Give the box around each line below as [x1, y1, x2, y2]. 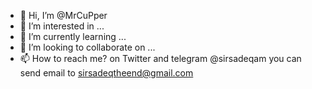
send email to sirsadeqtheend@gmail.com [19, 67, 194, 79]
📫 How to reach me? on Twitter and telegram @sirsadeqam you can [19, 53, 302, 64]
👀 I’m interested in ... [19, 20, 105, 32]
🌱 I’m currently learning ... [19, 31, 127, 42]
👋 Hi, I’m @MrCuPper [19, 10, 108, 21]
